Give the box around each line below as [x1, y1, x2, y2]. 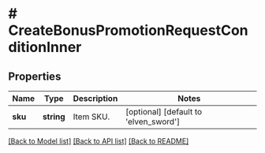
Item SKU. [73, 111, 110, 122]
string [42, 111, 65, 122]
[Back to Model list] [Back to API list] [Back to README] [8, 136, 189, 146]
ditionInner [8, 39, 82, 56]
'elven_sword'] [125, 116, 180, 127]
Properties [8, 69, 62, 83]
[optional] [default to [125, 106, 203, 117]
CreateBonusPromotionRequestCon [8, 21, 248, 39]
